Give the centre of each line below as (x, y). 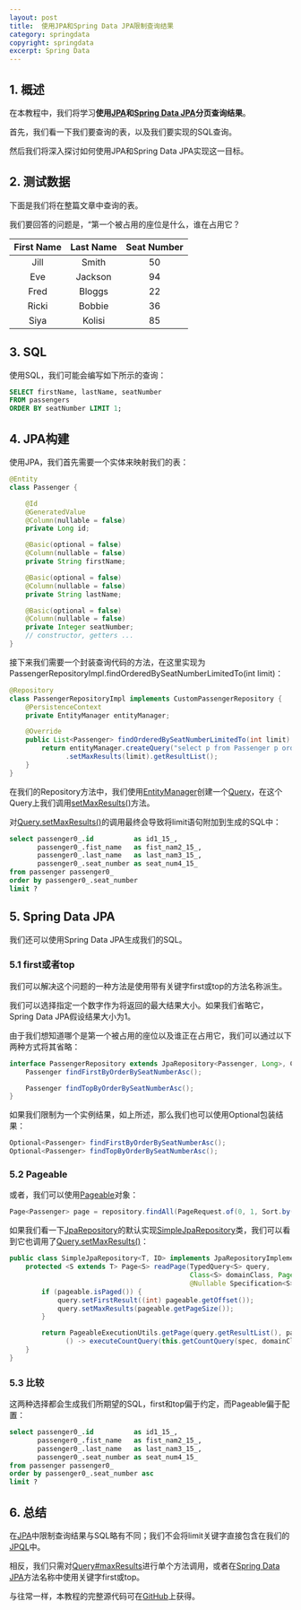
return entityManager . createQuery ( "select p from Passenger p (160, 748)
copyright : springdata (52, 43)
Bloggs (94, 291)
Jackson (94, 276)
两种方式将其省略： (45, 1047)
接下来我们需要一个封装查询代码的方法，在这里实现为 (107, 662)
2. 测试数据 (40, 182)
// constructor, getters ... (80, 636)
